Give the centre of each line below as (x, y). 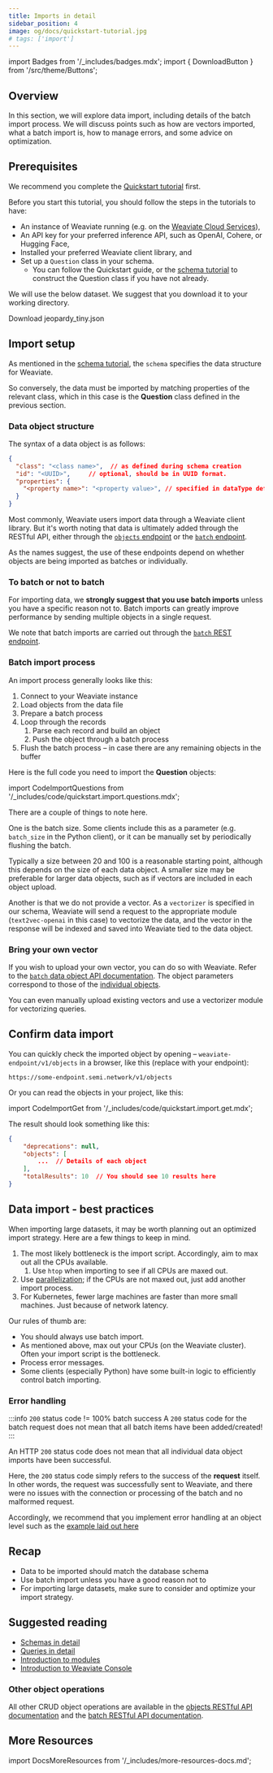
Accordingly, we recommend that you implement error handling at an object (135, 1518)
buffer (30, 756)
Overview (34, 95)
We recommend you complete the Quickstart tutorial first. (105, 186)
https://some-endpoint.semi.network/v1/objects (91, 1077)
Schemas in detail (50, 1642)
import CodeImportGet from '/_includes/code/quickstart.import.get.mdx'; (131, 1108)
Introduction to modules (60, 1659)
